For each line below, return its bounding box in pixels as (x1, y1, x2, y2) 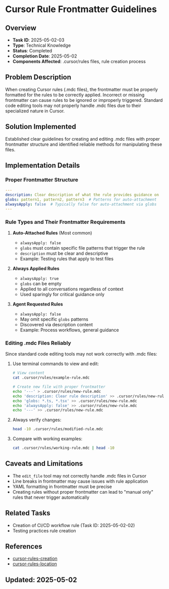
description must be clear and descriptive (20, 250, 108, 256)
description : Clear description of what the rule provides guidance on (5, 193, 159, 198)
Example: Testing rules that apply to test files (20, 256, 114, 262)
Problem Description (5, 73, 72, 82)
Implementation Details (5, 161, 80, 170)
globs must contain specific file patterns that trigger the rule (20, 245, 145, 251)
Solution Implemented (5, 123, 77, 131)
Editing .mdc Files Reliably (5, 339, 72, 346)
